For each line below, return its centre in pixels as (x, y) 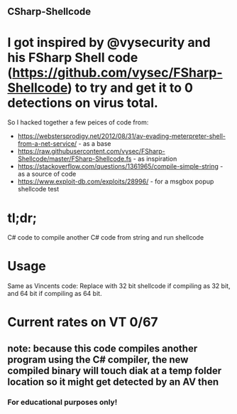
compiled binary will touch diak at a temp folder (115, 370)
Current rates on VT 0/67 (83, 322)
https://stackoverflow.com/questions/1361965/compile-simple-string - (120, 166)
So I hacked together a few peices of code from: (78, 122)
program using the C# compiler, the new (98, 360)
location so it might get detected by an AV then (113, 382)
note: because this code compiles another (103, 348)
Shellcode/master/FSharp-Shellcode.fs (75, 159)
